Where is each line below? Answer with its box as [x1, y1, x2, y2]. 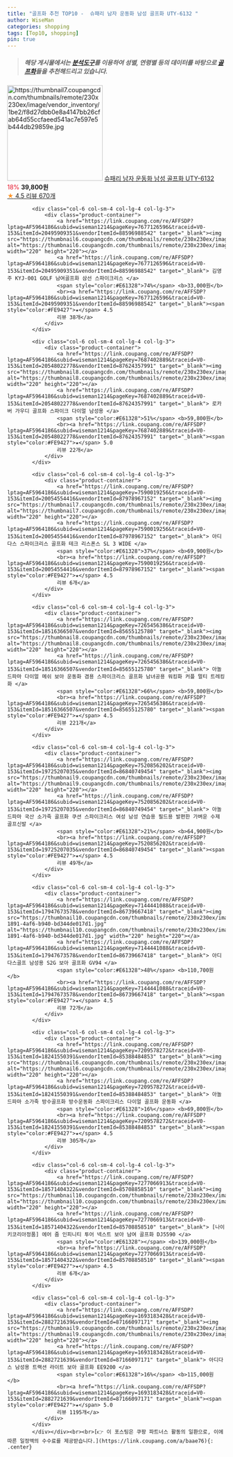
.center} [7, 1444, 33, 1451]
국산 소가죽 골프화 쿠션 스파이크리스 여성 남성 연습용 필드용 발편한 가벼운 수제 [24, 814, 221, 820]
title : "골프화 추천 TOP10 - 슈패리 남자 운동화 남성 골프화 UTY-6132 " [7, 10, 199, 17]
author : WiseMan [7, 17, 54, 24]
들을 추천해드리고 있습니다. [35, 67, 108, 75]
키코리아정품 [7, 1231, 36, 1238]
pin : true [7, 36, 36, 43]
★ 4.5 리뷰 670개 [7, 192, 56, 200]
